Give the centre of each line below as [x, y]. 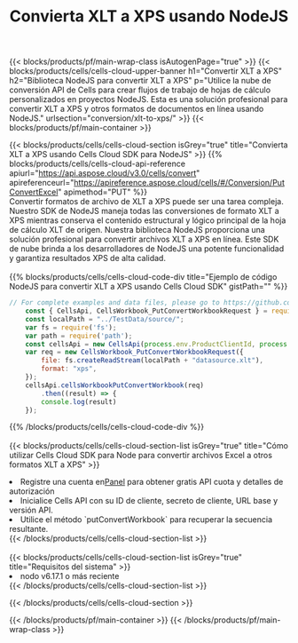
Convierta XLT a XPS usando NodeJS [149, 16]
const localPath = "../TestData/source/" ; [105, 319]
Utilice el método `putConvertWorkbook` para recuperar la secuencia [147, 520]
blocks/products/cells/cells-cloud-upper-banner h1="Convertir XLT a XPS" [145, 71]
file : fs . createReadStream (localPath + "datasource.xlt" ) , [153, 361]
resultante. [29, 529]
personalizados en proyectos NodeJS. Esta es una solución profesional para [149, 99]
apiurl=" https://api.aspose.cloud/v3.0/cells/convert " [105, 173]
